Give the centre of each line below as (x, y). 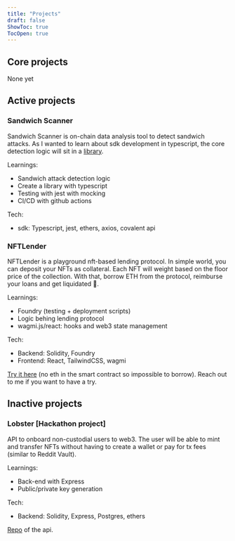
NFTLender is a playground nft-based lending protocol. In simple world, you (117, 261)
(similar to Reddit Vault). (42, 454)
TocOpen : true (28, 33)
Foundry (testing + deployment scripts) (74, 311)
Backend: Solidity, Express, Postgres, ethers (81, 516)
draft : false (26, 20)
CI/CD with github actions (55, 200)
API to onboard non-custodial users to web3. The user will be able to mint (114, 439)
